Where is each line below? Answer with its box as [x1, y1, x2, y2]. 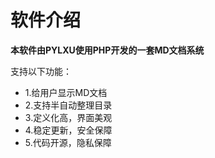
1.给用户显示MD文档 [24, 86, 108, 98]
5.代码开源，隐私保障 [24, 136, 112, 148]
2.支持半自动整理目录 [24, 99, 113, 111]
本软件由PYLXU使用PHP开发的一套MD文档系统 [10, 44, 205, 56]
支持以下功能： [10, 65, 72, 77]
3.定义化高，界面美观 [24, 111, 113, 123]
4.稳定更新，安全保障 [24, 124, 113, 136]
